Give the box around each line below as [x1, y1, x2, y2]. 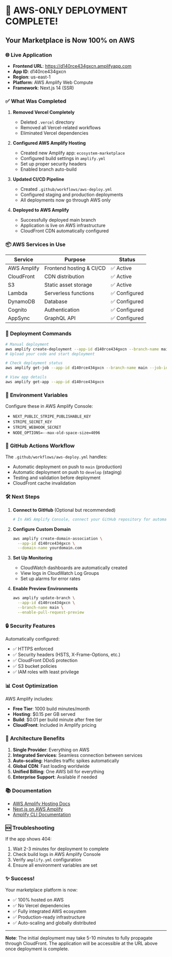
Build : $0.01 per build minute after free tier [12, 716, 102, 723]
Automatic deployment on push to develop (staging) [12, 469, 122, 475]
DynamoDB [8, 298, 35, 305]
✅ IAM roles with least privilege [12, 669, 79, 675]
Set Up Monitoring [12, 555, 53, 561]
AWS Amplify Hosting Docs [12, 800, 71, 807]
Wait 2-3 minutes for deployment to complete [12, 846, 109, 852]
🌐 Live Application [5, 51, 52, 58]
